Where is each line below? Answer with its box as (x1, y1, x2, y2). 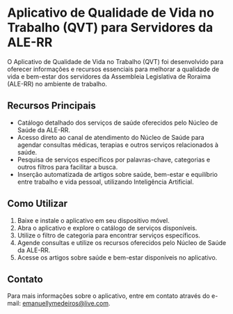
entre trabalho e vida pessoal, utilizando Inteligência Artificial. (17, 178, 195, 186)
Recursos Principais (7, 100, 96, 112)
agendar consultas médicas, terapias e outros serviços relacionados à (17, 141, 219, 149)
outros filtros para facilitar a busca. (17, 162, 118, 171)
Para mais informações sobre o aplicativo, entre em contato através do (7, 292, 210, 300)
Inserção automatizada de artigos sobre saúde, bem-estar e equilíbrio (17, 170, 218, 178)
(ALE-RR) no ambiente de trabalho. (7, 79, 108, 88)
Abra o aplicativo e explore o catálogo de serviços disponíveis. (17, 223, 198, 232)
